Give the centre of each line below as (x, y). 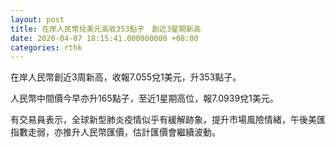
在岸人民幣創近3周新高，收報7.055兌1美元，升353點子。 (126, 77)
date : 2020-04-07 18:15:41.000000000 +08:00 (104, 38)
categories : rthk (46, 47)
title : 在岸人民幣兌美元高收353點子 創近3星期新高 (106, 29)
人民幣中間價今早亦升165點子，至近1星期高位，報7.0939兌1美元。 (144, 98)
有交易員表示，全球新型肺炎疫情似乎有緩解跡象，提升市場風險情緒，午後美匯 (168, 120)
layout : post (37, 19)
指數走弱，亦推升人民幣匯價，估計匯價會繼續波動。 (115, 132)
